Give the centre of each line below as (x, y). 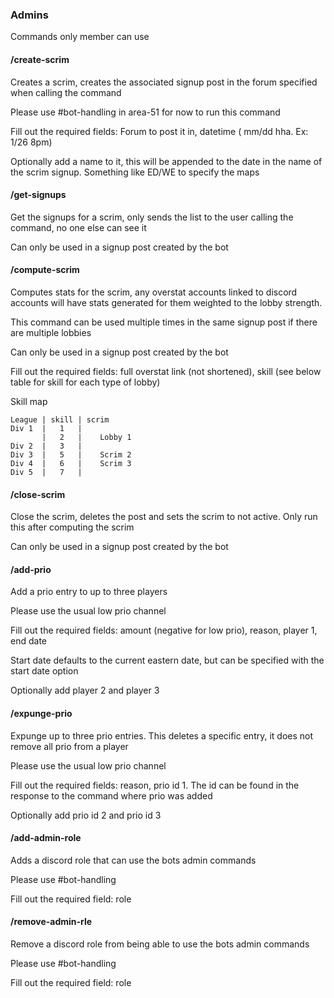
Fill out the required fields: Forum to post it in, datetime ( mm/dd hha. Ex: (159, 131)
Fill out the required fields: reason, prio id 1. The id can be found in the (155, 785)
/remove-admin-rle (51, 922)
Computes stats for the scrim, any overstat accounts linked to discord (154, 292)
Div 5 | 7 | (46, 472)
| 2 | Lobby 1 (86, 437)
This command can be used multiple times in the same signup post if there (164, 322)
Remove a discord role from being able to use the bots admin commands (160, 944)
